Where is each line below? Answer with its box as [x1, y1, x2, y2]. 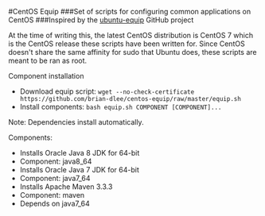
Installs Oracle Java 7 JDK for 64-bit [19, 165, 139, 174]
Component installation [8, 71, 84, 80]
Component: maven [19, 191, 85, 199]
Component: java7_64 [19, 174, 91, 183]
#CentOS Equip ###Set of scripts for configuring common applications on [8, 7, 251, 16]
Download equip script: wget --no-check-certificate [19, 87, 195, 96]
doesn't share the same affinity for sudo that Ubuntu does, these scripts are [8, 48, 257, 56]
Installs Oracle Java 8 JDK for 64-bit [19, 148, 140, 157]
